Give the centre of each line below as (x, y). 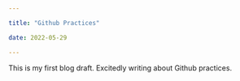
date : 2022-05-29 (38, 37)
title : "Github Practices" (54, 23)
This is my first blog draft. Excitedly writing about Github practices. (120, 68)
